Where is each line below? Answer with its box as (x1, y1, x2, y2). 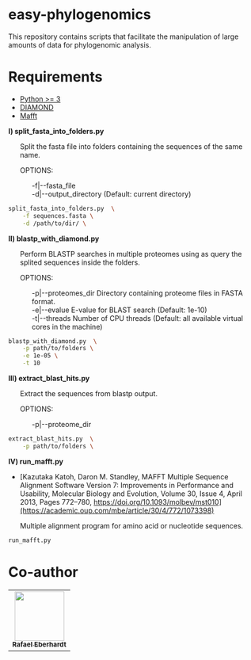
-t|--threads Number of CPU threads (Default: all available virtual (31, 313, 244, 322)
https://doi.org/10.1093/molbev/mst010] (93, 497, 222, 506)
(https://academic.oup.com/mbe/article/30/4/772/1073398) (19, 505, 215, 515)
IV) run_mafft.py (8, 456, 63, 466)
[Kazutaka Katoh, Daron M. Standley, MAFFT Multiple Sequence (19, 471, 229, 481)
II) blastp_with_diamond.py (8, 234, 100, 243)
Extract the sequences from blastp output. (19, 389, 158, 398)
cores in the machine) (31, 322, 103, 331)
